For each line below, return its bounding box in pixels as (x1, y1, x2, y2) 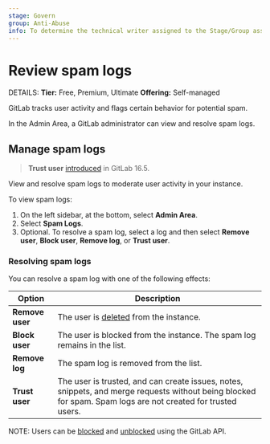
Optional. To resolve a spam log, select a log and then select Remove (19, 227, 250, 237)
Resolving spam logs (8, 256, 92, 267)
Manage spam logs (8, 142, 106, 156)
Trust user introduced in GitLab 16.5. (27, 164, 150, 173)
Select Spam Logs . (19, 218, 84, 229)
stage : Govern (8, 11, 56, 20)
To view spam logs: (8, 194, 72, 205)
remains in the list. (57, 340, 126, 351)
